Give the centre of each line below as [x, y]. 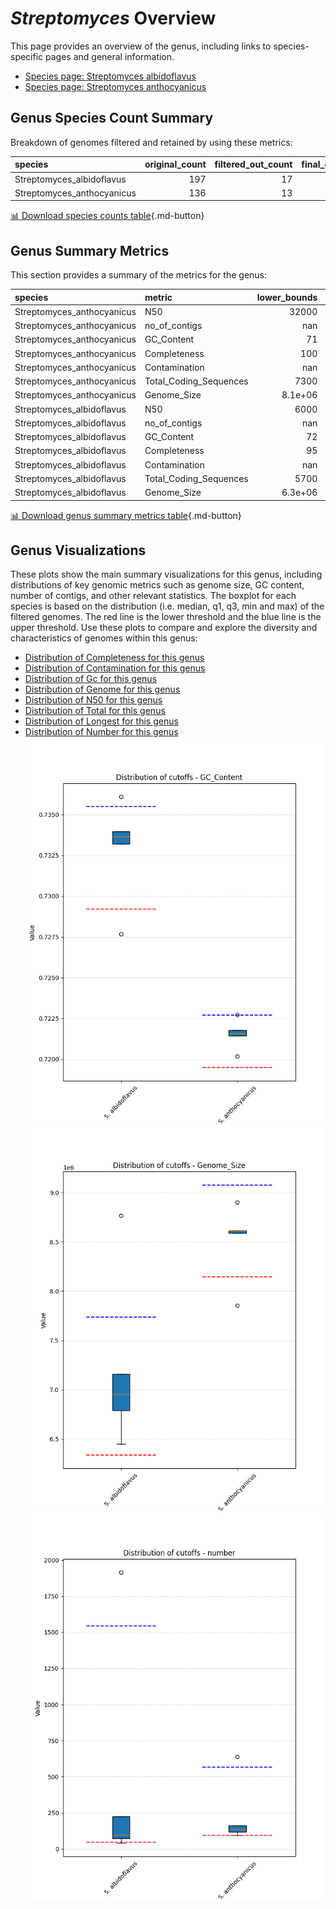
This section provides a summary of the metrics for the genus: [139, 275]
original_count [175, 164]
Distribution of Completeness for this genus [114, 658]
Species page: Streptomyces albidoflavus [110, 76]
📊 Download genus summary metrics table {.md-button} [126, 515]
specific [27, 56]
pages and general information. [110, 56]
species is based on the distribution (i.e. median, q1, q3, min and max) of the [167, 606]
